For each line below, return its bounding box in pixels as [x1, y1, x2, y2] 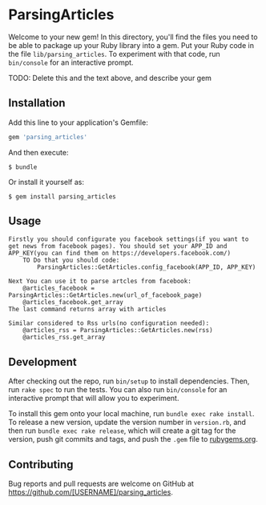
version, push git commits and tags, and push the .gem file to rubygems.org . [8, 435, 259, 444]
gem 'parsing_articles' [8, 133, 88, 141]
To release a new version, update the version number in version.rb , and [8, 418, 247, 427]
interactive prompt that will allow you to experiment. [8, 394, 179, 403]
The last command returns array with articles [8, 306, 167, 314]
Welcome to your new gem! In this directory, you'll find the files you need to [8, 32, 258, 42]
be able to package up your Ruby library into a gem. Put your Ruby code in [8, 40, 255, 50]
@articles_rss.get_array [22, 334, 106, 342]
